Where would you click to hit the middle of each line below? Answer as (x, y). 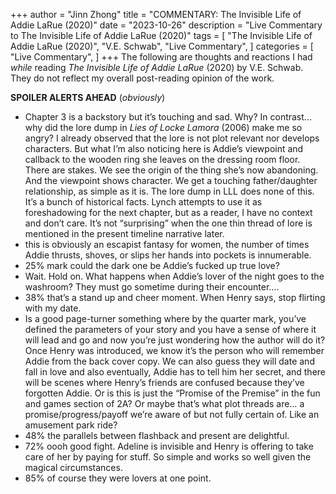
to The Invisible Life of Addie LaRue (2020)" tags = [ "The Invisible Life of (161, 35)
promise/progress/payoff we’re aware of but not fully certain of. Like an (172, 414)
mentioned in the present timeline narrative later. (124, 233)
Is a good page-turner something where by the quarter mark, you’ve (165, 318)
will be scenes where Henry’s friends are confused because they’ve (164, 382)
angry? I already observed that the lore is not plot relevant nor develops (172, 138)
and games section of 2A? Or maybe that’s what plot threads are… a (164, 403)
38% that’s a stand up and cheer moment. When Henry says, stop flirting (175, 297)
